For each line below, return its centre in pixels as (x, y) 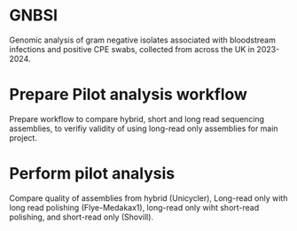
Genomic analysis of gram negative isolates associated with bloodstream (143, 40)
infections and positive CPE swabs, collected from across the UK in (132, 49)
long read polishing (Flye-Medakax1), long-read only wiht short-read (134, 207)
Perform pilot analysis (92, 174)
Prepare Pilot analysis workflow (129, 95)
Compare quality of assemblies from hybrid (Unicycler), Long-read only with (148, 198)
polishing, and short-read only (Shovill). (81, 217)
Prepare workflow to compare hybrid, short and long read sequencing (137, 119)
